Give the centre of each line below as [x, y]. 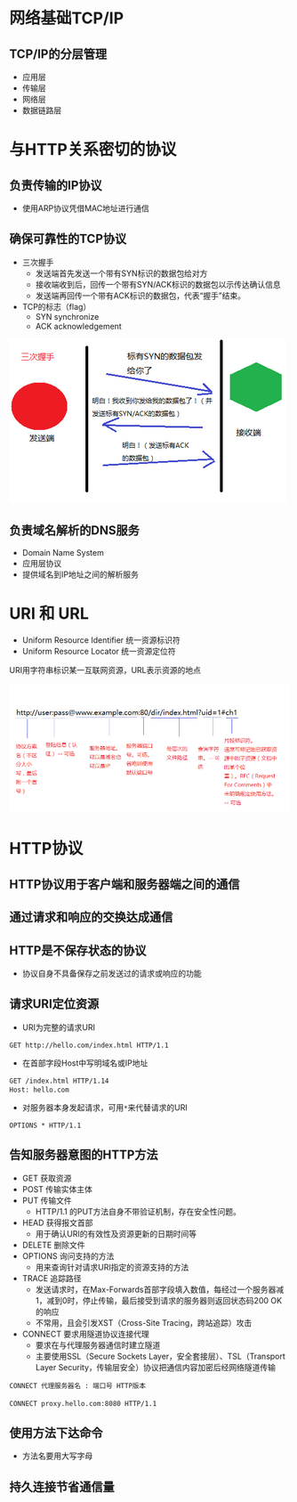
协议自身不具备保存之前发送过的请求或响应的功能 [112, 973]
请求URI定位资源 [54, 1004]
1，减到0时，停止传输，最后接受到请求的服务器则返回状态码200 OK [159, 1300]
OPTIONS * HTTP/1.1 [45, 1125]
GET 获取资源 [47, 1178]
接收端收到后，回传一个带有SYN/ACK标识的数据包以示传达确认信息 [158, 284]
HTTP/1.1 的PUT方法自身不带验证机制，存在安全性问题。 [138, 1211]
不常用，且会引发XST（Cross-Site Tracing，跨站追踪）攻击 [144, 1322]
